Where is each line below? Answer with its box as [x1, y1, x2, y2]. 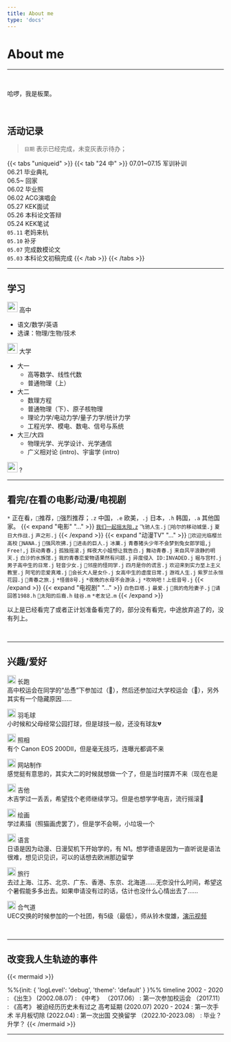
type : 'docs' [7, 17, 45, 23]
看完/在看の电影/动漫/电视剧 [7, 494, 126, 506]
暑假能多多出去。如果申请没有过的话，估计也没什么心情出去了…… [12, 886, 199, 895]
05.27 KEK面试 [7, 203, 49, 211]
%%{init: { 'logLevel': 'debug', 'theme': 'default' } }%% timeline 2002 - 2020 [7, 985, 223, 994]
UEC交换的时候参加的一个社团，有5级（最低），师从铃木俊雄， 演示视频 [7, 911, 208, 920]
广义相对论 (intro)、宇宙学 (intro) [27, 448, 120, 456]
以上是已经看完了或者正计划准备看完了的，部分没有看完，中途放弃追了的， [7, 605, 218, 613]
